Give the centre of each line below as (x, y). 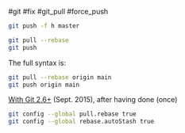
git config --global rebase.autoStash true (81, 122)
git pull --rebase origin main (60, 77)
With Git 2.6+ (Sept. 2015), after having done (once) (93, 100)
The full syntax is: (37, 63)
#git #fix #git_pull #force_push (58, 11)
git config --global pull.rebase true (72, 114)
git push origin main (44, 85)
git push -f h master (44, 26)
